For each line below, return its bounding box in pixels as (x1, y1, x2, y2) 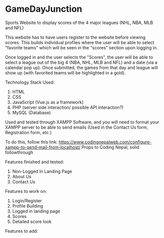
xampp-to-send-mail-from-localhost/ (5, 144, 81, 150)
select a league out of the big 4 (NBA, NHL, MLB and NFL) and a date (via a (5, 59, 158, 65)
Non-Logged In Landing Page (12, 168, 72, 174)
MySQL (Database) (12, 109, 51, 116)
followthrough (5, 149, 33, 155)
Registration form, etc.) (5, 129, 52, 135)
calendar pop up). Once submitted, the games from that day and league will (5, 65, 158, 71)
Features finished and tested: (5, 159, 64, 165)
